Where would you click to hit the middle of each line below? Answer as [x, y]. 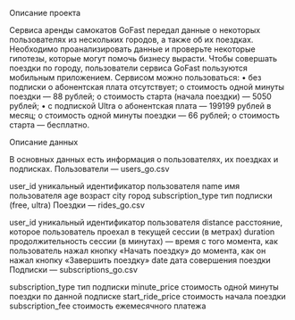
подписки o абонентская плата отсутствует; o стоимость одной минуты [147, 87]
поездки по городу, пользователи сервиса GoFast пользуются [129, 68]
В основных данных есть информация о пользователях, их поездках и [144, 159]
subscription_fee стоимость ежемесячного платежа [108, 306]
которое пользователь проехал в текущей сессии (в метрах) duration [142, 232]
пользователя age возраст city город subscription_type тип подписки [141, 196]
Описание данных [44, 142]
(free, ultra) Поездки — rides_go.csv [77, 205]
